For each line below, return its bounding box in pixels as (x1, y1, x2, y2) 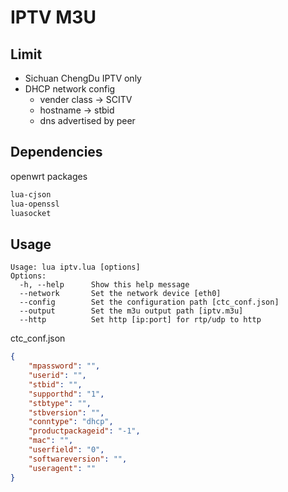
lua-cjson (10, 189, 52, 200)
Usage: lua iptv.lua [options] (10, 262, 141, 273)
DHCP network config (24, 83, 116, 95)
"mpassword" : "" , (28, 361, 101, 371)
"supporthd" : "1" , (28, 389, 105, 399)
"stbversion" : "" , (28, 407, 105, 418)
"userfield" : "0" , (28, 445, 105, 455)
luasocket (10, 208, 52, 218)
